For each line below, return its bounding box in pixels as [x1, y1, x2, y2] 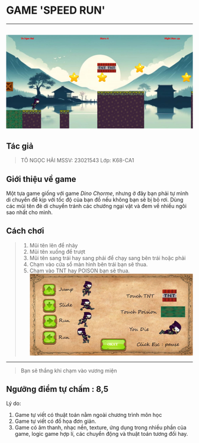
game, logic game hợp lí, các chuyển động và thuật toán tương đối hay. [14, 431, 188, 438]
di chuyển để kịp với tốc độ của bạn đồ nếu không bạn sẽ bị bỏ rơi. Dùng [6, 196, 184, 203]
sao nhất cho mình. [6, 209, 53, 216]
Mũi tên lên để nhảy [29, 241, 78, 249]
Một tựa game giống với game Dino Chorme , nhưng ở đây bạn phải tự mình [6, 190, 189, 197]
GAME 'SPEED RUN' [6, 4, 105, 17]
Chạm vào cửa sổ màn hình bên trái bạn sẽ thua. [29, 260, 148, 268]
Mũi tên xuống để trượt [29, 248, 86, 255]
